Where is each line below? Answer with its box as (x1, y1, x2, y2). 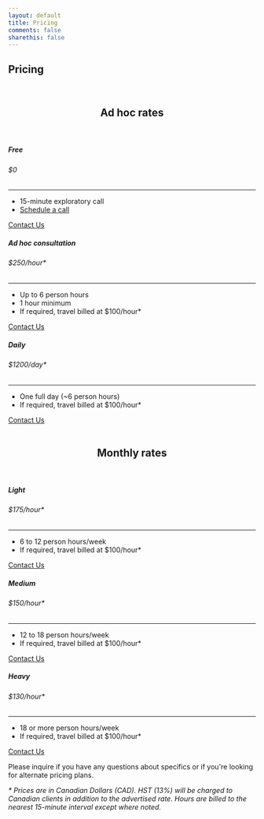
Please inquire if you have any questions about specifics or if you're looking (8, 762, 254, 772)
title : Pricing (8, 19, 58, 27)
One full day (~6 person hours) (19, 391, 120, 401)
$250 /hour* (8, 258, 46, 267)
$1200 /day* (8, 360, 47, 369)
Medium (8, 578, 36, 588)
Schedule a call (19, 205, 70, 215)
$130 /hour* (8, 692, 46, 701)
